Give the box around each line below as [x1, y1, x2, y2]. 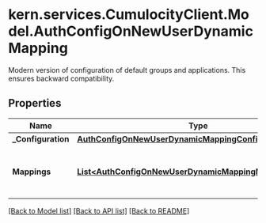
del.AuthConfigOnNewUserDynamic [8, 22, 253, 40]
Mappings [12, 166, 51, 177]
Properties [8, 96, 62, 110]
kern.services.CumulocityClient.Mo [8, 6, 249, 24]
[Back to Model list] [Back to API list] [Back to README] [8, 206, 190, 215]
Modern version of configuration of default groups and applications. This [8, 65, 246, 74]
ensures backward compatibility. [8, 74, 115, 83]
